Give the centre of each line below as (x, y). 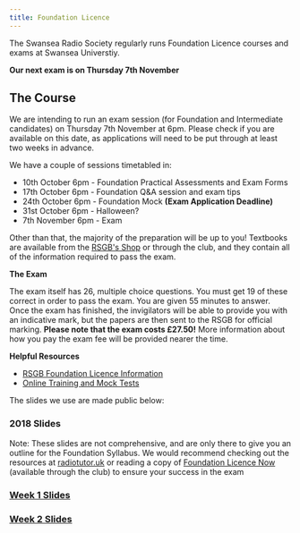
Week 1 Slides (40, 495)
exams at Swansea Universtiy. (65, 52)
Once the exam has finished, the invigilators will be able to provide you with (149, 310)
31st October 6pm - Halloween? (81, 211)
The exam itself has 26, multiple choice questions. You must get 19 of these (149, 292)
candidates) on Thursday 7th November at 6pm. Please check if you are (142, 129)
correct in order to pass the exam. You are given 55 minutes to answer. (140, 301)
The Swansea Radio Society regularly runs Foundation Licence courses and (149, 43)
